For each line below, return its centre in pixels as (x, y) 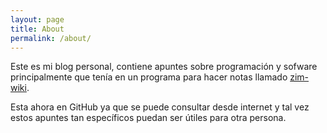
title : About (37, 29)
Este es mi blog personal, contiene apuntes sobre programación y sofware (164, 67)
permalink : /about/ (51, 38)
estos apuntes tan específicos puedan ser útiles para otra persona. (148, 118)
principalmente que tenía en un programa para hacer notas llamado (149, 77)
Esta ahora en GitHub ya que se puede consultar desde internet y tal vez (160, 107)
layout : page (37, 19)
